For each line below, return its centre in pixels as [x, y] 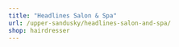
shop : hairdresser [39, 30]
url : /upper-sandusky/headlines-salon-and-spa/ [90, 23]
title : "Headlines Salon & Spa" [62, 16]
